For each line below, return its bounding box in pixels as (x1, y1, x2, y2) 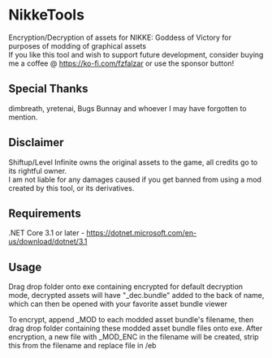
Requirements (8, 206, 81, 220)
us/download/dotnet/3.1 (8, 237, 88, 247)
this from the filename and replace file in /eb (8, 341, 157, 351)
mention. (8, 112, 38, 122)
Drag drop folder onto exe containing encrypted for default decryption (8, 282, 244, 291)
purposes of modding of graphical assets (8, 41, 147, 50)
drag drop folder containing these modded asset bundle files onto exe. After (8, 323, 263, 334)
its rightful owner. (8, 166, 67, 175)
